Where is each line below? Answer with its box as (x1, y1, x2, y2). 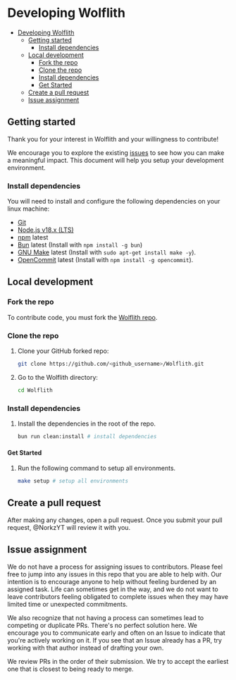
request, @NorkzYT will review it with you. (7, 523, 131, 531)
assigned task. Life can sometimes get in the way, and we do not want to (7, 585, 218, 593)
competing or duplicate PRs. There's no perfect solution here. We (7, 621, 197, 629)
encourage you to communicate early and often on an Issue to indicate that (7, 629, 225, 637)
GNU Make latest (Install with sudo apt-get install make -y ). (17, 248, 196, 256)
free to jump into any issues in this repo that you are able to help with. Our (7, 569, 222, 579)
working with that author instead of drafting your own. (7, 643, 164, 652)
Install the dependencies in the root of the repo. (17, 419, 156, 428)
